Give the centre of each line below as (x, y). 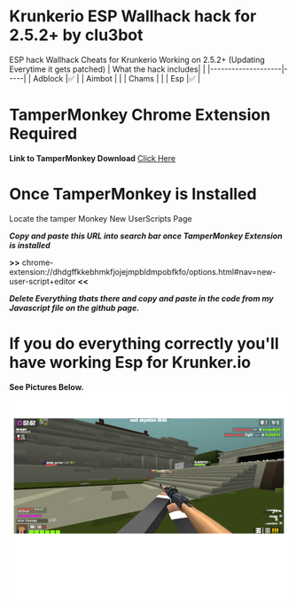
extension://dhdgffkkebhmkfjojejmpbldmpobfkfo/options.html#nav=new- (143, 271)
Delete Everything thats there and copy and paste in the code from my (141, 298)
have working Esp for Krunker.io (130, 362)
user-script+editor (43, 281)
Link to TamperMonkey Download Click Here (92, 158)
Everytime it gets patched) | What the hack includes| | (108, 69)
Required (43, 134)
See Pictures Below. (47, 386)
